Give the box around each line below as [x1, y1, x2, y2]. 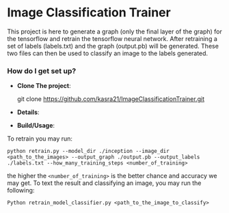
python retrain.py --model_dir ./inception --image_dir [7, 148, 170, 155]
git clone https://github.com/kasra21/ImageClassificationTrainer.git [16, 95, 205, 103]
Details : [16, 108, 40, 117]
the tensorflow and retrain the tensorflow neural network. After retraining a [7, 34, 217, 42]
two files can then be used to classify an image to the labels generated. [7, 49, 208, 57]
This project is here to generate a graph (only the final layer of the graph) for [7, 27, 222, 35]
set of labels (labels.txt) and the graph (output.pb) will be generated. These [7, 42, 219, 50]
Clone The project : [16, 82, 71, 90]
